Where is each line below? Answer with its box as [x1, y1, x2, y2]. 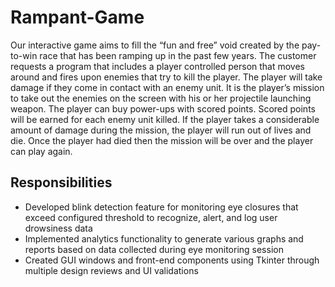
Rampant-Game [10, 6, 145, 29]
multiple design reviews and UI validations [24, 264, 199, 276]
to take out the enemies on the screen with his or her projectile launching [10, 92, 312, 104]
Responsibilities [10, 174, 113, 191]
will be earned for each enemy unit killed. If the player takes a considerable [10, 113, 320, 125]
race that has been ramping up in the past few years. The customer [39, 49, 317, 61]
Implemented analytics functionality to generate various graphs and [24, 232, 304, 245]
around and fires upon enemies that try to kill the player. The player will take [10, 71, 323, 83]
